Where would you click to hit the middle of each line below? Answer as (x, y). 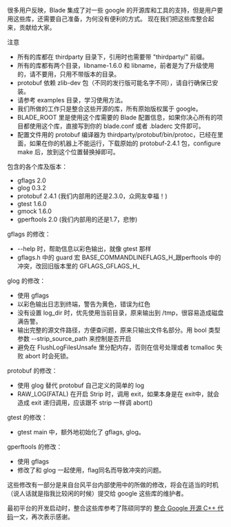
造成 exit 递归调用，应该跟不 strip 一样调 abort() (85, 403)
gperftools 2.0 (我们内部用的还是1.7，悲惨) (77, 219)
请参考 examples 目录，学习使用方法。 (72, 100)
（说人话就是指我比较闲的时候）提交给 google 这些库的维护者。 (97, 493)
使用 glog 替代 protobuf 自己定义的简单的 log (81, 385)
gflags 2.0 (31, 181)
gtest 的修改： (28, 417)
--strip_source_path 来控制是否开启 (81, 339)
